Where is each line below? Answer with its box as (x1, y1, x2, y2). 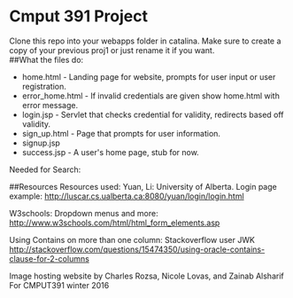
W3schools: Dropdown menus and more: (9, 208, 158, 218)
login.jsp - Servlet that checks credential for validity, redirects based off (21, 109, 285, 120)
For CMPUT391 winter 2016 (9, 279, 110, 290)
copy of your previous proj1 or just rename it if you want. (9, 44, 215, 55)
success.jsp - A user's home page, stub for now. (21, 146, 199, 157)
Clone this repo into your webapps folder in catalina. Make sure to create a (9, 35, 281, 46)
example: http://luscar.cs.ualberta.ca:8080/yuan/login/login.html (9, 191, 245, 201)
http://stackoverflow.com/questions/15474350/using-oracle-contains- (9, 244, 266, 255)
